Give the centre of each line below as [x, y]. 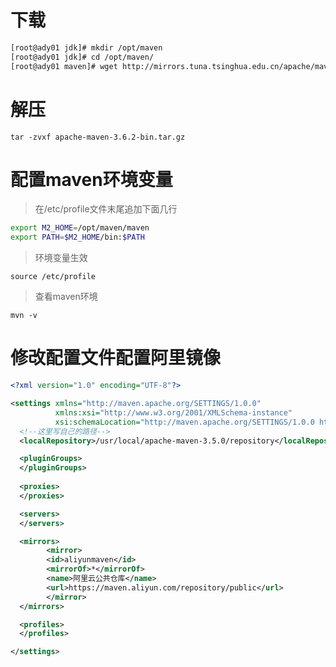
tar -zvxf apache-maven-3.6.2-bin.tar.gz [98, 137]
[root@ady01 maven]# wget [64, 66]
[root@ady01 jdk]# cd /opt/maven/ [82, 57]
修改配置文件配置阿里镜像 [116, 358]
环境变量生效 [61, 258]
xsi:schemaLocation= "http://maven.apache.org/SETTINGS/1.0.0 [184, 422]
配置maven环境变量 [91, 179]
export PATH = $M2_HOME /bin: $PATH [77, 237]
